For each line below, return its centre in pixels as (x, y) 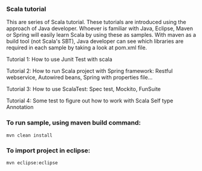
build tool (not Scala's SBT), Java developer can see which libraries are (95, 42)
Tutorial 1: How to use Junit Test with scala (59, 60)
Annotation (20, 107)
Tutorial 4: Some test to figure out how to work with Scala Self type (90, 101)
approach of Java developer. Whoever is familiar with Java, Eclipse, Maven (100, 28)
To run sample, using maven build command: (73, 123)
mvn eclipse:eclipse (32, 163)
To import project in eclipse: (48, 151)
